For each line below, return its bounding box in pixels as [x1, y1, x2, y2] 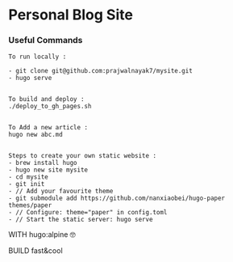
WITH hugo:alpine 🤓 [8, 230, 77, 239]
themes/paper [8, 201, 52, 209]
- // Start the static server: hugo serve [8, 216, 153, 224]
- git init [8, 180, 45, 188]
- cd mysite [8, 173, 48, 181]
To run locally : [8, 53, 67, 61]
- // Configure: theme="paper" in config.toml [8, 209, 168, 217]
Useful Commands [8, 35, 83, 46]
